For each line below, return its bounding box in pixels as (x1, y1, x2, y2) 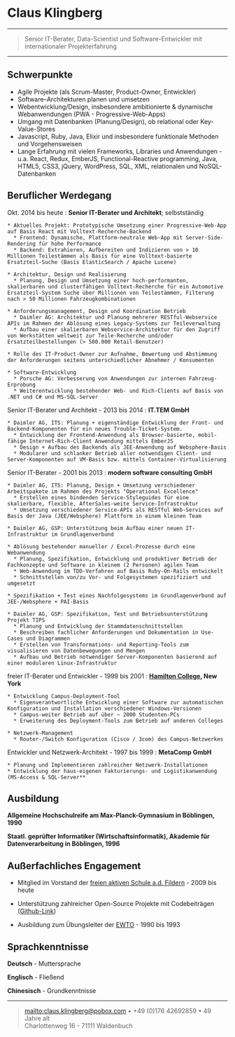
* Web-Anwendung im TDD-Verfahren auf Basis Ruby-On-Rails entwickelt (13, 567, 224, 575)
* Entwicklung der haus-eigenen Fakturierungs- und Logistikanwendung (7, 767, 218, 774)
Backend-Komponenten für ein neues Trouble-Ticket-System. (7, 425, 183, 432)
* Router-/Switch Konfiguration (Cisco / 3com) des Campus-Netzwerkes (13, 735, 224, 743)
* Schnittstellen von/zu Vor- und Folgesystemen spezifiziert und (13, 573, 211, 580)
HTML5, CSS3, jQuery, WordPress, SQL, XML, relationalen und (17, 162, 198, 170)
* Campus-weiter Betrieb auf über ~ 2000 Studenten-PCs (13, 711, 180, 718)
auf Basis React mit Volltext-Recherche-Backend (7, 228, 152, 235)
